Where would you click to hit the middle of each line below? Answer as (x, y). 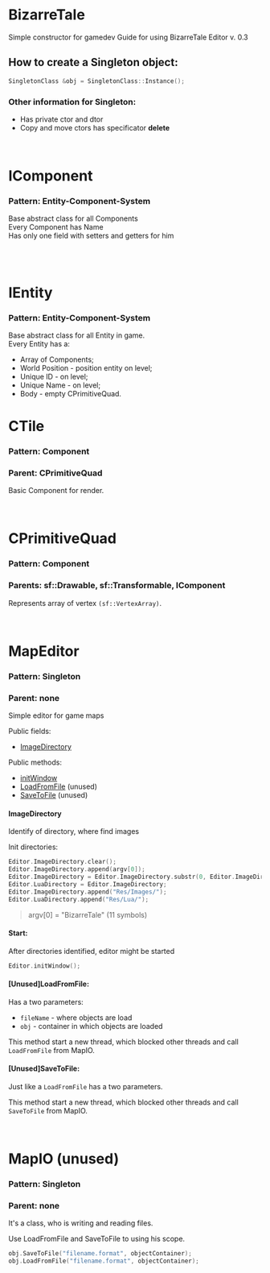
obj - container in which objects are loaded (91, 1026)
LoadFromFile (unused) (59, 786)
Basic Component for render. (56, 491)
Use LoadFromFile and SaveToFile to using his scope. (97, 1239)
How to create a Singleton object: (93, 62)
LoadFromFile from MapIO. (51, 1050)
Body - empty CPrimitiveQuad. (71, 393)
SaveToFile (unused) (54, 795)
